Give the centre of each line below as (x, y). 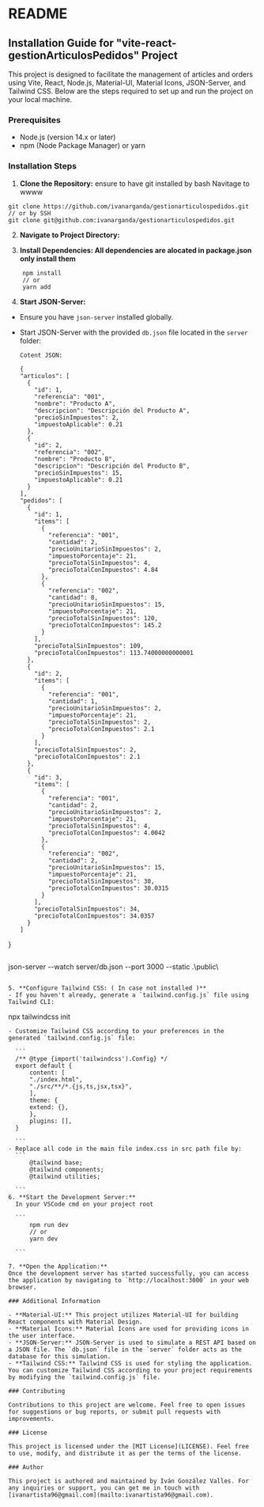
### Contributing (37, 1391)
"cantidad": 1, (74, 701)
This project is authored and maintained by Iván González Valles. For (128, 1481)
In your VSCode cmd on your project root (85, 1204)
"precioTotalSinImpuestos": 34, (87, 909)
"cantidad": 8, (74, 597)
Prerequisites (34, 119)
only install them (48, 259)
